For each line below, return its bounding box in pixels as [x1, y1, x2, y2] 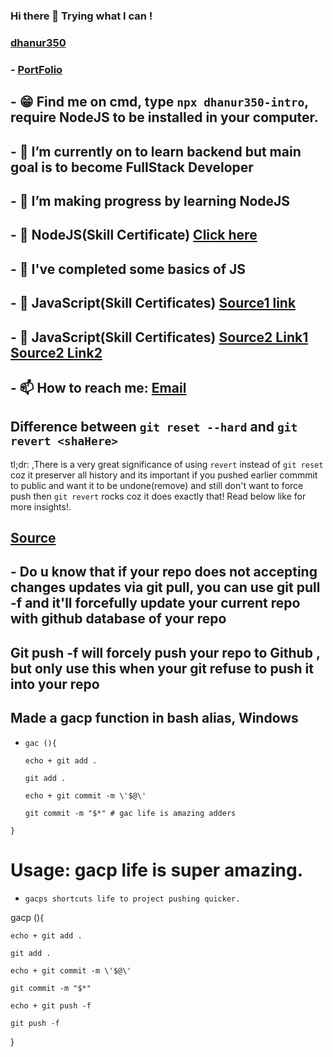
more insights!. [10, 500, 72, 513]
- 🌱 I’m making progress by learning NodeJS [10, 192, 291, 209]
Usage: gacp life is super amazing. [10, 859, 304, 881]
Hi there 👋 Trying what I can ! [10, 9, 153, 23]
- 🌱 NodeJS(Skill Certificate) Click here [10, 227, 258, 244]
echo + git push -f [10, 1000, 92, 1011]
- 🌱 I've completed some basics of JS [10, 260, 247, 278]
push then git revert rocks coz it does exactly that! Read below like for [10, 490, 307, 502]
